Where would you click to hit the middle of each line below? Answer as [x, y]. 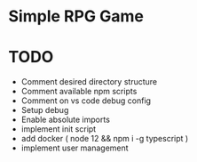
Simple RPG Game [76, 16]
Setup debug [45, 110]
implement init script [59, 129]
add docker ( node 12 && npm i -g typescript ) [105, 139]
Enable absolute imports [65, 120]
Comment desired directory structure [89, 82]
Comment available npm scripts [79, 92]
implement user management [75, 148]
